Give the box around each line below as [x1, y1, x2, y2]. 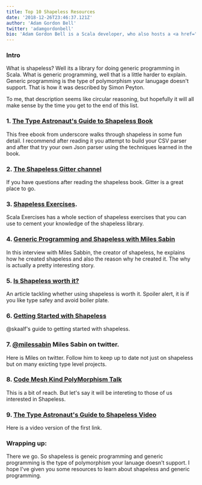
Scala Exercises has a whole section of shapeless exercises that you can [6, 214, 186, 221]
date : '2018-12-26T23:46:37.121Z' [6, 14, 93, 20]
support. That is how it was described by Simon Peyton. [6, 84, 145, 91]
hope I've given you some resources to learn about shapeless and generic [6, 466, 190, 473]
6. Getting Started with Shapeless [6, 311, 107, 320]
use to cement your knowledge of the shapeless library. [6, 220, 144, 227]
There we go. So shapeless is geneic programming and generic [6, 453, 164, 460]
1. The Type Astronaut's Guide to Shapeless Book [6, 117, 153, 125]
